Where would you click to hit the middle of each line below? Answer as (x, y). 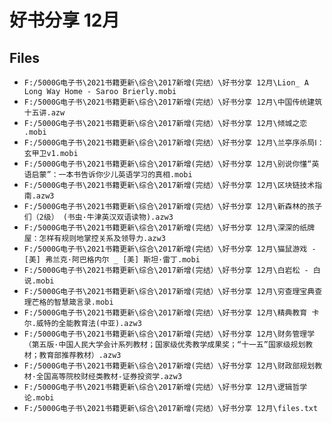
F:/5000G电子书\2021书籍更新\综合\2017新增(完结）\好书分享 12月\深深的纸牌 (169, 228)
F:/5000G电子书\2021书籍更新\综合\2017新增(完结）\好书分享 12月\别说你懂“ (167, 164)
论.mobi (39, 398)
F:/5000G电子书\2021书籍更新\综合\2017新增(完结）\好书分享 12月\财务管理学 (169, 334)
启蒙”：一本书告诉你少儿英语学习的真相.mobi (112, 175)
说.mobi (39, 281)
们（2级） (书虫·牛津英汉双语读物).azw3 (98, 217)
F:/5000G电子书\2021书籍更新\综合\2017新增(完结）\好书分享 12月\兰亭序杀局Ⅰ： (174, 143)
